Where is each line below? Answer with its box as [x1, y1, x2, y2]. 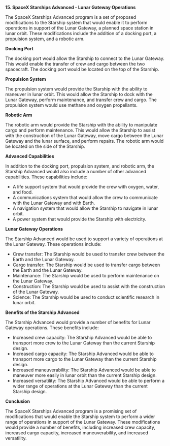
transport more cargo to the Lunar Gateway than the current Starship [12, 356, 157, 362]
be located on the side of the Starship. [5, 143, 85, 149]
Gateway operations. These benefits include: [5, 325, 99, 331]
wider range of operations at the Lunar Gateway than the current [12, 383, 148, 389]
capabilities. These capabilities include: [5, 174, 88, 180]
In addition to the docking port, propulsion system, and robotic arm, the [5, 163, 155, 169]
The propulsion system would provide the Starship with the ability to [5, 86, 148, 92]
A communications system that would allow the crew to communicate [12, 195, 158, 200]
